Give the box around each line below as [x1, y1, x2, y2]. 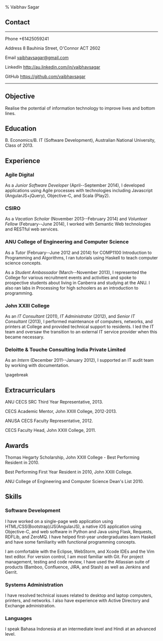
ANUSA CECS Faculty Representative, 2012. [5, 418, 93, 424]
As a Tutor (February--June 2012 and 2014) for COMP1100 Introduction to [5, 250, 152, 255]
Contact [5, 18, 30, 26]
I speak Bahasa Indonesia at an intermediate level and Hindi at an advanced [5, 626, 156, 632]
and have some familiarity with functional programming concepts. [5, 539, 136, 545]
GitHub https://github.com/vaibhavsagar [5, 73, 86, 79]
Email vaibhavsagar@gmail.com [5, 55, 69, 60]
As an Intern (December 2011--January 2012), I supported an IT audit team [5, 357, 154, 363]
